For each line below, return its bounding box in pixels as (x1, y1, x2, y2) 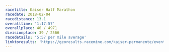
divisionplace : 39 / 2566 (5, 30, 59, 35)
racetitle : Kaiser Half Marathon (5, 7, 75, 12)
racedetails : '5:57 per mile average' (5, 35, 87, 40)
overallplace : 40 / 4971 (5, 26, 57, 31)
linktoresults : (5, 40, 37, 45)
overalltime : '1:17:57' (5, 21, 55, 26)
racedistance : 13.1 (5, 16, 46, 21)
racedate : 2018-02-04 (5, 12, 51, 17)
